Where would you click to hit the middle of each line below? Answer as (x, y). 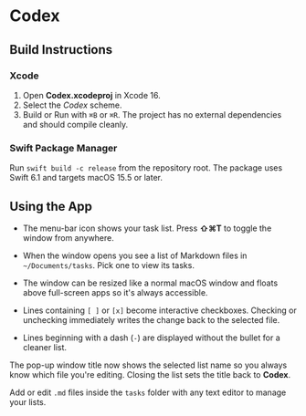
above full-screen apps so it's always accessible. (115, 292)
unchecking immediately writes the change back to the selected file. (151, 319)
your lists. (28, 401)
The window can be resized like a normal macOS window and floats (150, 283)
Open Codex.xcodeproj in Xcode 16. (92, 95)
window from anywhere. (68, 237)
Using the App (51, 206)
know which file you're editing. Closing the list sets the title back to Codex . (150, 374)
